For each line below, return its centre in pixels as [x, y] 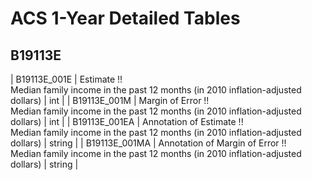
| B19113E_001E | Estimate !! [66, 79]
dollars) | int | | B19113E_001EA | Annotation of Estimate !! [127, 121]
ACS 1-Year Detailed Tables [125, 18]
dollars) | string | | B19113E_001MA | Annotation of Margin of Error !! [148, 143]
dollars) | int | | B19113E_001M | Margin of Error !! [110, 100]
